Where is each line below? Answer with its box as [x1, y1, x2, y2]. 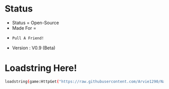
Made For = [12, 25, 36, 31]
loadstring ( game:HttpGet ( [5, 79, 59, 84]
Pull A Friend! [12, 36, 44, 41]
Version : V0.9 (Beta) [12, 45, 56, 51]
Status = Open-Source [12, 20, 59, 26]
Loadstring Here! [5, 62, 77, 73]
